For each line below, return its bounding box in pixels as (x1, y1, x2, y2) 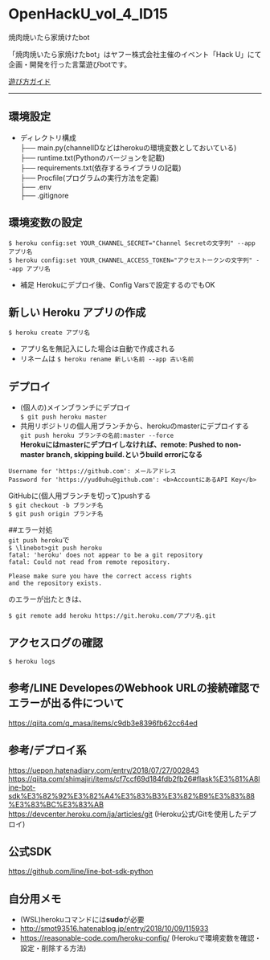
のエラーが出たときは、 (8, 594, 86, 604)
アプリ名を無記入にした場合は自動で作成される (19, 344, 175, 353)
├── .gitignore (19, 190, 69, 200)
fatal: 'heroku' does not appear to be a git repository (8, 551, 203, 559)
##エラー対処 (8, 525, 53, 535)
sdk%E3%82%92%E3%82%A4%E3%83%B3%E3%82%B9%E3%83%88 (8, 790, 256, 800)
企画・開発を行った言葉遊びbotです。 (8, 59, 132, 69)
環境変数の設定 (8, 216, 83, 230)
